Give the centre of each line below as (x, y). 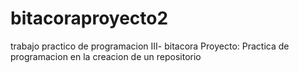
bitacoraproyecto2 (89, 18)
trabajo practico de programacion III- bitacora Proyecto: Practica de (150, 46)
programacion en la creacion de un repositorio (106, 56)
